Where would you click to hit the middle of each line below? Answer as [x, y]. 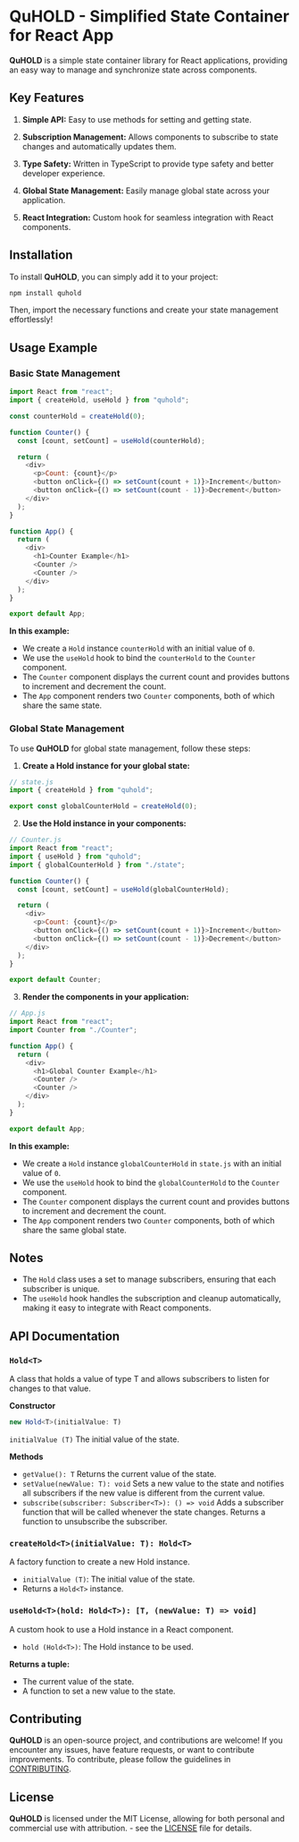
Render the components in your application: [105, 997]
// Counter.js [36, 840]
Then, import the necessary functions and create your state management [144, 310]
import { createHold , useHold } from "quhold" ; [100, 400]
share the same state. [62, 705]
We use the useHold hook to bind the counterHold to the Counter [139, 658]
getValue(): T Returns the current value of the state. [119, 1474]
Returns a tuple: [39, 1664]
